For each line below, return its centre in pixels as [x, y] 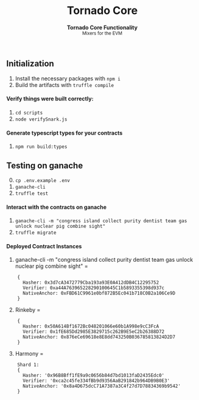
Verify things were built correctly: [50, 99]
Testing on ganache [45, 165]
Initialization [30, 64]
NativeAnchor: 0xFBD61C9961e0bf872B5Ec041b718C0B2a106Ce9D [99, 293]
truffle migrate [36, 233]
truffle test [32, 193]
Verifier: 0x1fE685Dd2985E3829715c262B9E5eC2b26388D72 [93, 332]
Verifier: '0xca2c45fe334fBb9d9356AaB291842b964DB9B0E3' [96, 381]
